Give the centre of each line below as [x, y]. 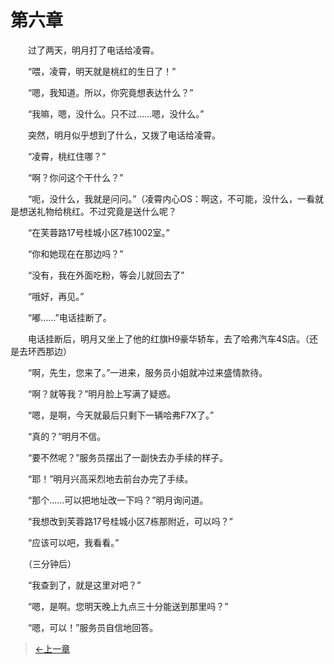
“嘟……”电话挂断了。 [69, 317]
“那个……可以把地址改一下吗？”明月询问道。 [118, 500]
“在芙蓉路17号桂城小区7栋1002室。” [98, 232]
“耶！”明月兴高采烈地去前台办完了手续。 [110, 478]
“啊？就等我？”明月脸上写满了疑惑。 [102, 393]
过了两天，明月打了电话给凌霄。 [93, 50]
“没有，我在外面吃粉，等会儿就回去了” [106, 275]
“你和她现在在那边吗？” [75, 253]
